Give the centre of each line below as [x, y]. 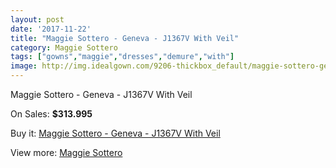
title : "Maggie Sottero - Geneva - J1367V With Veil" [125, 38]
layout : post [37, 19]
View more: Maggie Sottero [66, 152]
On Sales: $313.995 [51, 114]
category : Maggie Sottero [64, 47]
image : [24, 66]
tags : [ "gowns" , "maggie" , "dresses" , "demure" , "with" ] [122, 57]
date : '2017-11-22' [51, 29]
